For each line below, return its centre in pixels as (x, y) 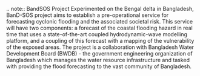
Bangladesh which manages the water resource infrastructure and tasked (98, 60)
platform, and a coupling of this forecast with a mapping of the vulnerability (100, 41)
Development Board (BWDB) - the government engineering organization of (99, 53)
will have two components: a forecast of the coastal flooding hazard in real (99, 28)
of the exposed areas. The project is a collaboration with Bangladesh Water (100, 47)
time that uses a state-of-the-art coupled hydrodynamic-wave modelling (97, 34)
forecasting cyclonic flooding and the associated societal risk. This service (99, 21)
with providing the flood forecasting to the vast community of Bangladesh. (99, 66)
